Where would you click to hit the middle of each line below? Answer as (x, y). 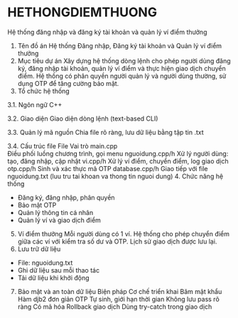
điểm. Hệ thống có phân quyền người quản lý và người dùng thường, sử (122, 76)
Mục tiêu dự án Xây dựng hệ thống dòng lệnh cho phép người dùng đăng (124, 60)
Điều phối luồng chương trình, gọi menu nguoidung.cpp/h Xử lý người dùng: (118, 153)
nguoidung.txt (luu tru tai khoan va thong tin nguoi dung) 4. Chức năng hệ (115, 176)
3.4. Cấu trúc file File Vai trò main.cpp (63, 146)
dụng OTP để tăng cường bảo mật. (68, 83)
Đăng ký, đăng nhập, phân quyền (66, 197)
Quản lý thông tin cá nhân (55, 212)
